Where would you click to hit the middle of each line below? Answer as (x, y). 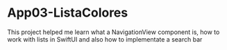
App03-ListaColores (68, 13)
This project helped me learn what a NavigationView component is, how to (113, 32)
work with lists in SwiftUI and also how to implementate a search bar (105, 39)
